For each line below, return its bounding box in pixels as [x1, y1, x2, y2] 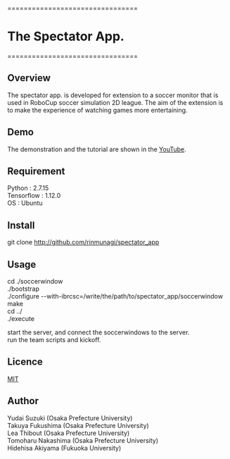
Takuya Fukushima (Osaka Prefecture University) [7, 421, 149, 429]
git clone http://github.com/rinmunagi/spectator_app [7, 238, 160, 246]
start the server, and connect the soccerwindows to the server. [7, 328, 190, 337]
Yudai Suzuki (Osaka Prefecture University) [7, 413, 133, 422]
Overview [7, 72, 51, 84]
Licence [7, 356, 44, 368]
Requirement [7, 165, 65, 177]
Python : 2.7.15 [7, 184, 49, 192]
